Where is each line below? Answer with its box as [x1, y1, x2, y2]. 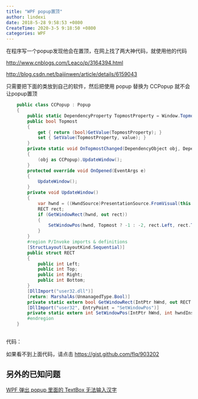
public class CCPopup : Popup [16, 102, 91, 108]
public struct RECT [27, 250, 75, 256]
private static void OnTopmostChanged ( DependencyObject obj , [27, 146, 181, 152]
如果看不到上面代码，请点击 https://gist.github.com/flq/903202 [6, 350, 160, 357]
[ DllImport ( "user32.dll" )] [27, 288, 94, 294]
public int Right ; [37, 272, 83, 278]
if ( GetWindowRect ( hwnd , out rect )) [37, 212, 128, 217]
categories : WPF [6, 31, 46, 37]
